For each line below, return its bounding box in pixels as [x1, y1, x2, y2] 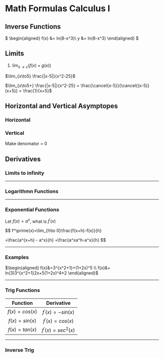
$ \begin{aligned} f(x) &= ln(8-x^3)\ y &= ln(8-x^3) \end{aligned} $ [5, 35, 139, 41]
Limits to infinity [5, 169, 45, 176]
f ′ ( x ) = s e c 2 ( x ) [41, 326, 75, 334]
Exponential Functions [5, 206, 60, 213]
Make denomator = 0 [5, 141, 47, 147]
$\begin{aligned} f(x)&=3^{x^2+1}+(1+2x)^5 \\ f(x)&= [5, 265, 111, 271]
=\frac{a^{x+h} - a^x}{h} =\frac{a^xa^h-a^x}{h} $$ [5, 237, 106, 243]
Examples [5, 254, 29, 261]
